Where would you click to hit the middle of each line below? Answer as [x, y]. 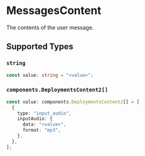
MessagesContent [54, 11]
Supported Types [40, 47]
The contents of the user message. [50, 27]
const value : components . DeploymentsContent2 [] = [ [73, 102]
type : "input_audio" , [44, 113]
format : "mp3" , [42, 130]
